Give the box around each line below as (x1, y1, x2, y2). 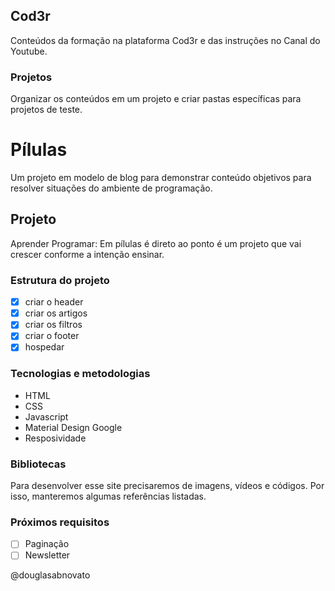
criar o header (24, 296, 84, 308)
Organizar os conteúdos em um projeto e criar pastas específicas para (10, 93, 302, 105)
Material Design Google (24, 421, 123, 433)
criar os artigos (24, 307, 88, 319)
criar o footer (24, 330, 80, 342)
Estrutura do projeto (10, 273, 110, 287)
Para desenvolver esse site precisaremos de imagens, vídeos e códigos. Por (10, 480, 325, 492)
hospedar (24, 341, 65, 353)
